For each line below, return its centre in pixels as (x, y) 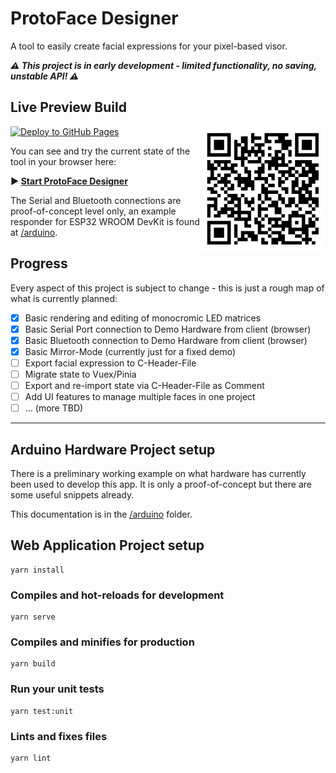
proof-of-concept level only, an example (93, 211)
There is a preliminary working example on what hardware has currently (158, 473)
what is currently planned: (64, 298)
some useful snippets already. (72, 494)
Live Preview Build (68, 107)
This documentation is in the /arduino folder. (101, 514)
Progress (39, 263)
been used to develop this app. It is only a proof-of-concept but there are (161, 484)
